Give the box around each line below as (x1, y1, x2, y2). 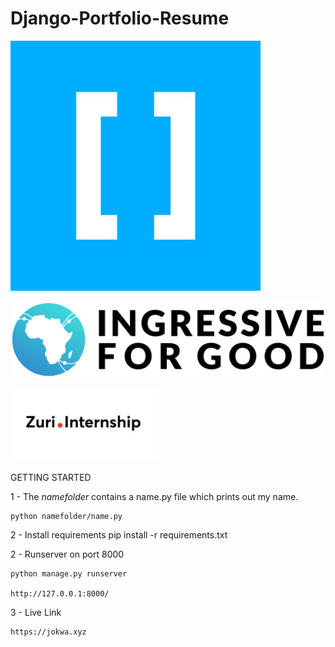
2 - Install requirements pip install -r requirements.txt (10, 529, 228, 541)
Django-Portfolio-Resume (10, 7, 230, 30)
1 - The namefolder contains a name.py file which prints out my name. (10, 491, 299, 502)
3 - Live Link (10, 607, 62, 618)
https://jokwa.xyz (10, 627, 87, 637)
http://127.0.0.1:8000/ (10, 589, 110, 599)
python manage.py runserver (10, 569, 128, 579)
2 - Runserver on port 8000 (10, 548, 125, 560)
